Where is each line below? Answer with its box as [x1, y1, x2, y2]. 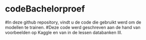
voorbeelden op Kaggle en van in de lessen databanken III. [5, 29, 122, 35]
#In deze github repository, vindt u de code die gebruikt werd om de [5, 19, 142, 25]
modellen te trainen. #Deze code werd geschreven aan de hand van [5, 24, 141, 30]
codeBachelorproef [5, 3, 85, 14]
